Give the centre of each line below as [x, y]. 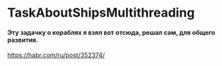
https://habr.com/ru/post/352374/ [56, 55]
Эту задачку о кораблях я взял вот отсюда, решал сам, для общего [111, 32]
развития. [23, 40]
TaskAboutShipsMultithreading [101, 13]
